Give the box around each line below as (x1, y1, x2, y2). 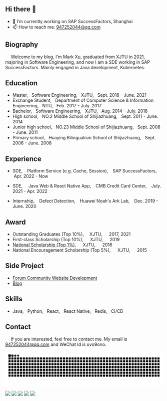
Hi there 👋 (5, 5, 36, 14)
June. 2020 (12, 204, 36, 210)
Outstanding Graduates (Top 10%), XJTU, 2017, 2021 (12, 231, 131, 237)
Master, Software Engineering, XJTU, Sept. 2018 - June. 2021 (12, 92, 146, 98)
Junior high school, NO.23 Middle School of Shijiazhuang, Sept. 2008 (12, 124, 161, 130)
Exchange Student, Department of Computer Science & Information (12, 97, 154, 103)
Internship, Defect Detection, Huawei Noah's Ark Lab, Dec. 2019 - (12, 198, 158, 204)
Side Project (5, 262, 44, 270)
